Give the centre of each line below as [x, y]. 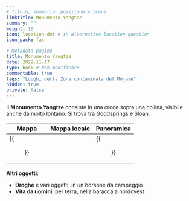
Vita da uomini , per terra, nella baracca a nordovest [80, 191]
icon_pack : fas [25, 40]
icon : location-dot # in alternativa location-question [78, 34]
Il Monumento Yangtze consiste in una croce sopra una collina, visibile [94, 107]
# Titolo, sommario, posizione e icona [56, 12]
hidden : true [23, 85]
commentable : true [29, 73]
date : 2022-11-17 [28, 62]
